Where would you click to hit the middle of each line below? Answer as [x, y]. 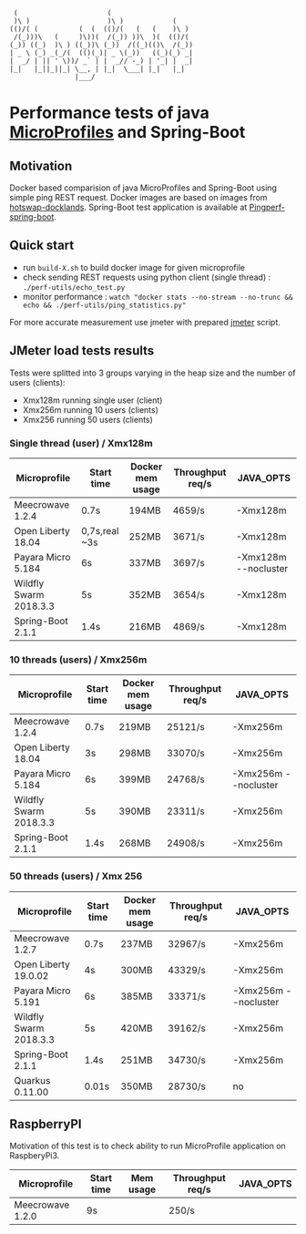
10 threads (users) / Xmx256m [78, 659]
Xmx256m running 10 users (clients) [91, 409]
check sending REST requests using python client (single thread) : [147, 277]
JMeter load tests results [82, 351]
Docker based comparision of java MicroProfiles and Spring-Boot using [143, 188]
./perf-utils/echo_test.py [74, 287]
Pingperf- [267, 207]
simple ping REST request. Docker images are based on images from [138, 197]
